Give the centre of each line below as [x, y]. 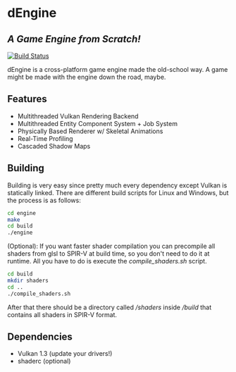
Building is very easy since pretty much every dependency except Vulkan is [117, 185]
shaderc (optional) [44, 361]
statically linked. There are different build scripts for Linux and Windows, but [118, 192]
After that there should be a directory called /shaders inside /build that [110, 307]
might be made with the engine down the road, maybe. [87, 77]
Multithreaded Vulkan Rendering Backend [78, 116]
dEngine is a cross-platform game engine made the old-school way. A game [118, 69]
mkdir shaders [28, 280]
